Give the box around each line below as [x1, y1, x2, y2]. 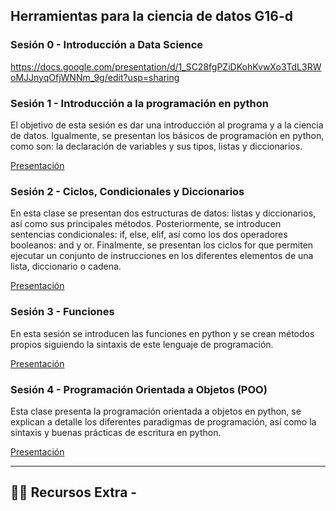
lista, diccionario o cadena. [10, 260, 122, 273]
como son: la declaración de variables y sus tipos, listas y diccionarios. [10, 140, 303, 152]
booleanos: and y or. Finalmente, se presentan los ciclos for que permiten [10, 239, 314, 251]
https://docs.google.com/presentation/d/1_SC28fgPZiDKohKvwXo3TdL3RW [10, 60, 322, 73]
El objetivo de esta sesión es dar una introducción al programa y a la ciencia [10, 119, 324, 131]
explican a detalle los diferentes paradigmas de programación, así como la [10, 415, 317, 428]
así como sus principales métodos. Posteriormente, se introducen [10, 218, 282, 230]
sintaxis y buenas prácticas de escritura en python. [10, 426, 222, 438]
